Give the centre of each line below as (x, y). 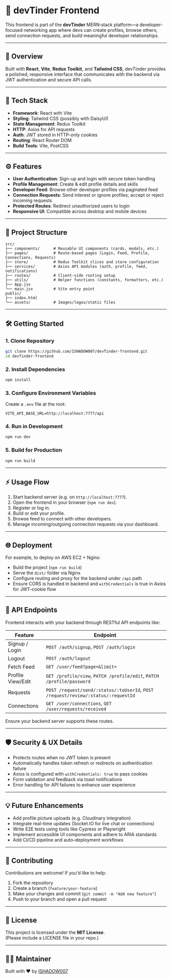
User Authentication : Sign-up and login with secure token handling (84, 179)
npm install (18, 380)
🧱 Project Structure (36, 232)
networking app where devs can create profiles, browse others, (91, 30)
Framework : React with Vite (42, 113)
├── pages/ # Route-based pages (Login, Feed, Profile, (78, 253)
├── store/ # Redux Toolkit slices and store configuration (82, 262)
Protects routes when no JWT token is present (62, 757)
